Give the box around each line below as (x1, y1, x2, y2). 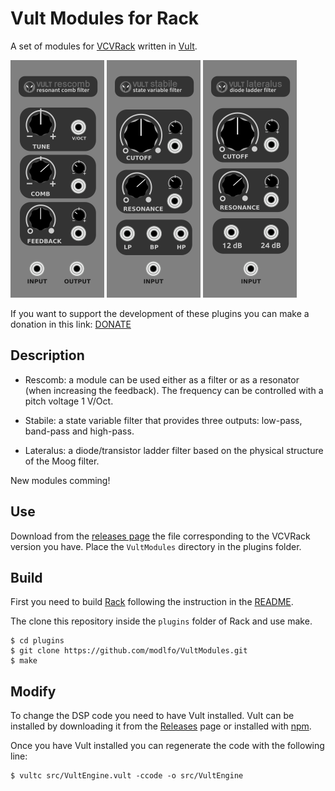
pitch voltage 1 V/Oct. (24, 395, 114, 407)
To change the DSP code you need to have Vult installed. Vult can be (10, 710, 295, 722)
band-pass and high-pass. (24, 425, 135, 437)
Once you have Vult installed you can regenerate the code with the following (10, 740, 325, 752)
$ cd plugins (10, 636, 65, 646)
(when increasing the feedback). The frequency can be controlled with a (24, 384, 324, 396)
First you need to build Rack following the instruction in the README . (10, 596, 294, 608)
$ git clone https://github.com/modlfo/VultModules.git (10, 646, 248, 656)
